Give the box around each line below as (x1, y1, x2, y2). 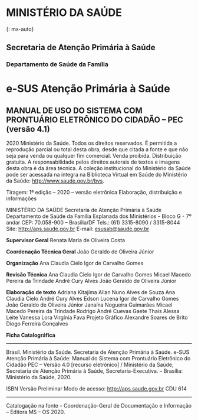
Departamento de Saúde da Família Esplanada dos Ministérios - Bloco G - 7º (6, 213, 192, 220)
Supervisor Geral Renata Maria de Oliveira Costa (6, 237, 126, 244)
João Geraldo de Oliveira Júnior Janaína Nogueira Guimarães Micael (6, 301, 173, 308)
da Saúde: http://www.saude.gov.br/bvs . (6, 177, 105, 184)
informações (6, 195, 37, 202)
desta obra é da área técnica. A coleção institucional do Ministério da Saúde (6, 165, 192, 172)
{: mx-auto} (6, 25, 34, 32)
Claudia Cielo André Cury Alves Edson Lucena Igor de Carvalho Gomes (6, 295, 179, 302)
